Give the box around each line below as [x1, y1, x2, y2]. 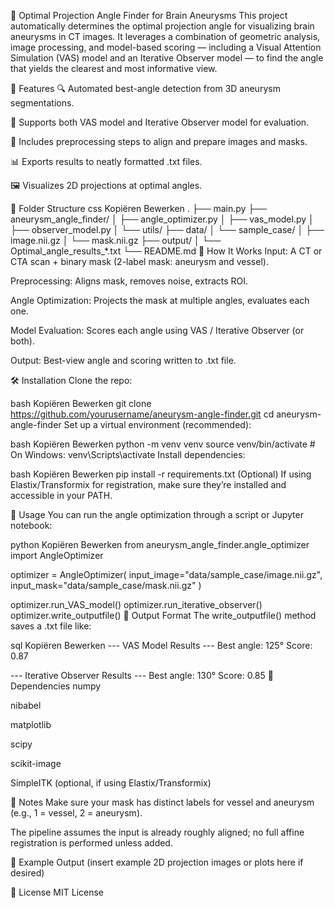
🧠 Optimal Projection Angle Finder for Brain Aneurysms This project [10, 10, 288, 21]
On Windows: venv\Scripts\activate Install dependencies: [10, 449, 246, 460]
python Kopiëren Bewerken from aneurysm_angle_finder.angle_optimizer [10, 539, 310, 550]
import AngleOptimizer [10, 550, 104, 561]
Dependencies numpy [10, 680, 102, 692]
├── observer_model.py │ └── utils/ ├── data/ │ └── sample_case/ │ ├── [10, 224, 325, 235]
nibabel [10, 700, 42, 711]
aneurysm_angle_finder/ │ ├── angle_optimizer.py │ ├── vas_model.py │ [10, 213, 315, 225]
